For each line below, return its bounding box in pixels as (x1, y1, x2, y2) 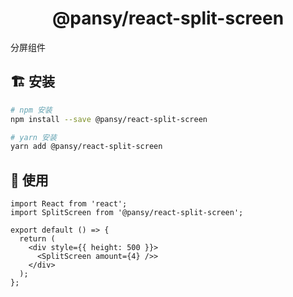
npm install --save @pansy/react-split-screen (10, 114, 208, 124)
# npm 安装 (10, 105, 53, 115)
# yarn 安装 (10, 132, 57, 142)
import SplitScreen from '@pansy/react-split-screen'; (10, 208, 244, 218)
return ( (19, 234, 56, 244)
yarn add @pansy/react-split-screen (10, 142, 163, 152)
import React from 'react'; (10, 199, 128, 209)
